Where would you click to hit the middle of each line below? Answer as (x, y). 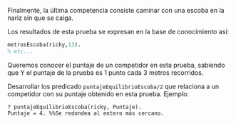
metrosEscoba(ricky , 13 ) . (44, 45)
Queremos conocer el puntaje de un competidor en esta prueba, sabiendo (116, 65)
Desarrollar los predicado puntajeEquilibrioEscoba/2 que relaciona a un (113, 86)
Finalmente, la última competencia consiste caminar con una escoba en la (116, 10)
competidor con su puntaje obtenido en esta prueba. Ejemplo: (98, 94)
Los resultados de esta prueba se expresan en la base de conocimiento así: (118, 32)
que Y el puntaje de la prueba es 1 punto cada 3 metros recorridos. (106, 72)
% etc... (20, 51)
